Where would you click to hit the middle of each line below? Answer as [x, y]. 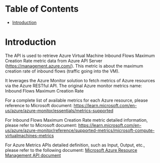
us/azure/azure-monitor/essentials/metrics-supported [59, 110]
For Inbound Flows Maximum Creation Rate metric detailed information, [77, 120]
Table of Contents [42, 9]
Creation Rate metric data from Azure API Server [54, 61]
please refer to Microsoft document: [41, 125]
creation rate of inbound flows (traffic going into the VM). [62, 71]
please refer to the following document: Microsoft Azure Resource [71, 150]
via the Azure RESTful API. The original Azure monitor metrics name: [74, 86]
